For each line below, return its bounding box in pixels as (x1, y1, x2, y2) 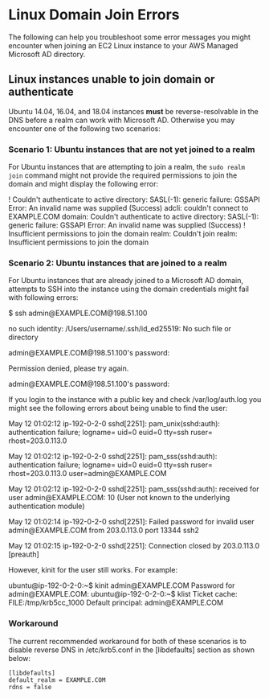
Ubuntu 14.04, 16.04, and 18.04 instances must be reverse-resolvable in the (8, 106, 259, 116)
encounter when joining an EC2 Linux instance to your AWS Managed (8, 40, 238, 50)
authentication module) (8, 501, 85, 511)
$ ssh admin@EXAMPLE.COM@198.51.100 (8, 308, 148, 318)
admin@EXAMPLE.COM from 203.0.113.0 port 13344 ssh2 (8, 525, 199, 536)
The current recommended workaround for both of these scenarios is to (8, 636, 247, 646)
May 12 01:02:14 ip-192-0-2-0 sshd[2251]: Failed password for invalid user (8, 517, 255, 527)
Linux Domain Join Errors (8, 6, 180, 24)
